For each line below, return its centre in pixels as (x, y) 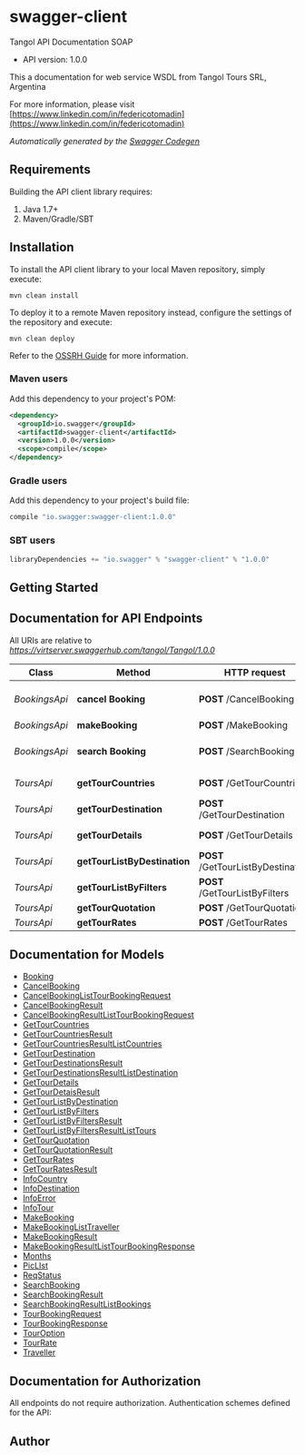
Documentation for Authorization (105, 1381)
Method (134, 672)
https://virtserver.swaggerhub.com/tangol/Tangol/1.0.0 (112, 650)
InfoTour (38, 1208)
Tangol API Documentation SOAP (71, 42)
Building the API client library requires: (81, 192)
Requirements (50, 170)
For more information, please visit (72, 104)
